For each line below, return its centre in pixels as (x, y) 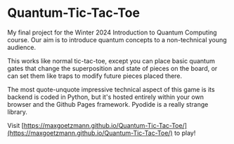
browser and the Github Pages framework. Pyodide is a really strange (108, 104)
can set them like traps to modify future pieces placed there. (95, 76)
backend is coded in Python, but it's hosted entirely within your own (105, 97)
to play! (185, 133)
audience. (22, 47)
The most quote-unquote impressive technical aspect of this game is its (111, 89)
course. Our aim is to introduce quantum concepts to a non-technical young (117, 39)
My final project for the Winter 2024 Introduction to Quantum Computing (112, 32)
